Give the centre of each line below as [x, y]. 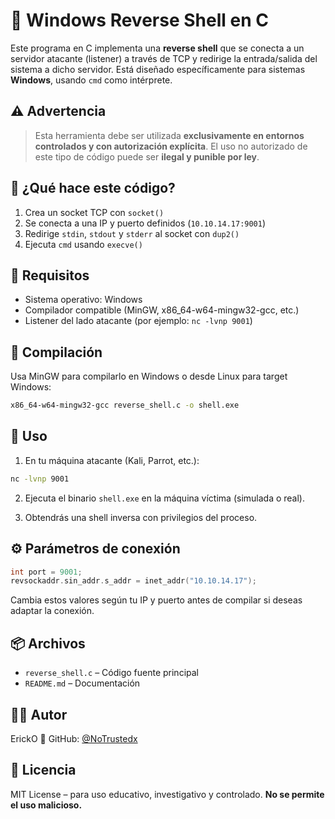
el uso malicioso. [46, 805]
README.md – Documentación [82, 683]
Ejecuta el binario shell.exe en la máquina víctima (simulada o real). [164, 498]
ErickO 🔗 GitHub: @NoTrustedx [74, 738]
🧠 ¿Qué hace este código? [93, 188]
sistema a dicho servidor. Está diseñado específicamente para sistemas [158, 69]
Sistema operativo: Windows [83, 300]
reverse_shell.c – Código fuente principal [111, 673]
